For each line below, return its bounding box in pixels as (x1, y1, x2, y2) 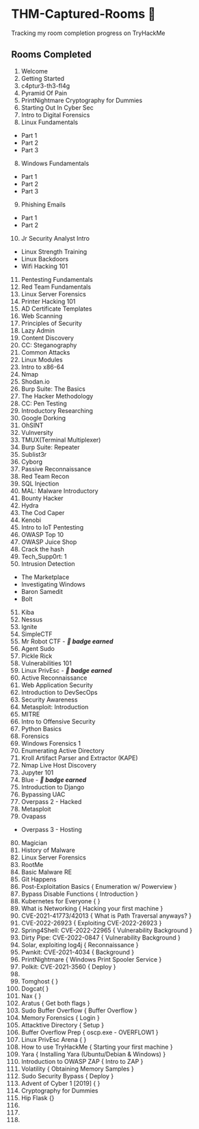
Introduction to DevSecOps (21, 688, 98, 696)
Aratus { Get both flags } (21, 999, 90, 1007)
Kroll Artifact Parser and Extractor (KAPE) (21, 754, 139, 762)
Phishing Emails (21, 200, 66, 209)
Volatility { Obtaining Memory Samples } (21, 1065, 134, 1073)
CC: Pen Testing (21, 399, 67, 407)
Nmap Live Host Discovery (21, 761, 96, 769)
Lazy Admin (21, 326, 55, 335)
